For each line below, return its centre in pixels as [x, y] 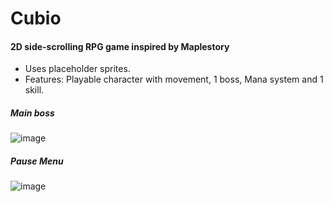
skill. [34, 90]
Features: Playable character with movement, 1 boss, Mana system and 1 [174, 79]
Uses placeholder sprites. [77, 69]
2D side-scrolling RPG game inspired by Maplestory [120, 46]
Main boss [32, 113]
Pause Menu [37, 161]
